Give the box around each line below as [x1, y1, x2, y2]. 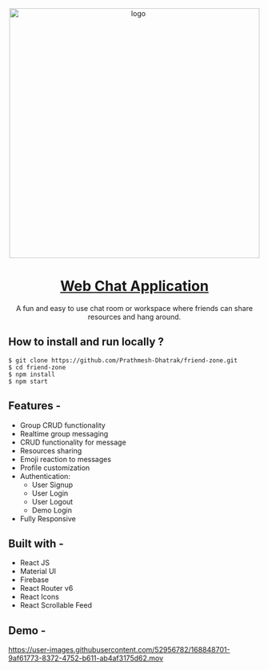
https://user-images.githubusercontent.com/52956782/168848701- [8, 645, 230, 655]
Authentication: [19, 471, 70, 481]
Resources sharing [19, 445, 82, 455]
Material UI [19, 567, 57, 576]
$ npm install [8, 370, 56, 378]
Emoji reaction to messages [19, 454, 112, 464]
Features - [8, 399, 62, 413]
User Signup [31, 480, 74, 489]
